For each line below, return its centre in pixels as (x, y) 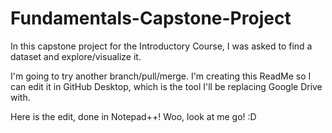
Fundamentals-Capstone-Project (151, 18)
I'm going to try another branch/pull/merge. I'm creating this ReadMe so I (161, 76)
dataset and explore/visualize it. (76, 56)
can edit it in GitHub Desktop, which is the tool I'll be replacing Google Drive (166, 86)
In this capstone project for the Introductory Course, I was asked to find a (161, 46)
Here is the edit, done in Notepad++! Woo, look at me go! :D (133, 116)
